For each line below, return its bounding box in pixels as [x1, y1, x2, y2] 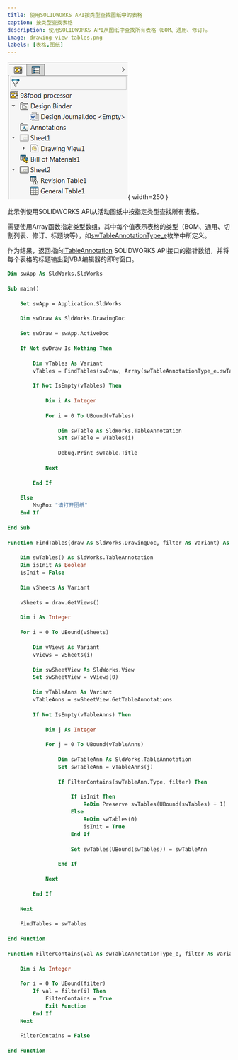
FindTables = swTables [20, 920, 87, 927]
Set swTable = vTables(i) [57, 434, 135, 442]
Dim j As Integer [45, 726, 97, 733]
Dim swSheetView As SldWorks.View [33, 666, 135, 673]
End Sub [7, 524, 30, 531]
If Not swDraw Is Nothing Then [20, 344, 113, 352]
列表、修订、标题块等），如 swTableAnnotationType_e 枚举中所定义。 [13, 231, 211, 240]
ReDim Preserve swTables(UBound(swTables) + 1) [83, 801, 227, 808]
